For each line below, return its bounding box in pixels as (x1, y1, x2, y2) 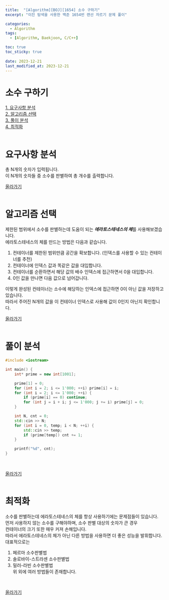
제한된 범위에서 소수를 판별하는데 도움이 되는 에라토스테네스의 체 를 (5, 226, 137, 232)
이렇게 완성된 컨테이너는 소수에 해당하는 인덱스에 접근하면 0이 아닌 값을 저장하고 (5, 286, 164, 292)
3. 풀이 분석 (5, 117, 28, 123)
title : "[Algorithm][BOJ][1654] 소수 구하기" (5, 7, 100, 13)
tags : (5, 31, 17, 36)
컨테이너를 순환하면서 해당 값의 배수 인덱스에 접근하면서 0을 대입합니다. (12, 269, 154, 275)
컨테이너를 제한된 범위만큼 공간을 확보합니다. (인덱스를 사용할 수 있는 (12, 250, 149, 256)
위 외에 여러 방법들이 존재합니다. (12, 569, 77, 575)
